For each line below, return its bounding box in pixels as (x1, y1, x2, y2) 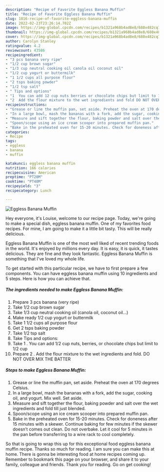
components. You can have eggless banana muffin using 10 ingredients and (5, 270, 157, 276)
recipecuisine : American (5, 170, 56, 175)
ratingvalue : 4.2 (5, 43, 41, 48)
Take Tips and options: (12, 335, 59, 341)
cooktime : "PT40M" (5, 179, 43, 184)
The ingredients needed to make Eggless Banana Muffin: (5, 287, 124, 293)
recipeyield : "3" (5, 184, 41, 189)
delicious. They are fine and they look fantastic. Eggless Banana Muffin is (5, 251, 153, 256)
